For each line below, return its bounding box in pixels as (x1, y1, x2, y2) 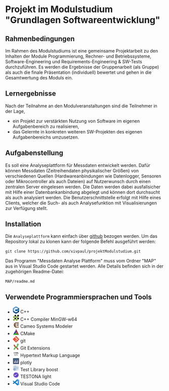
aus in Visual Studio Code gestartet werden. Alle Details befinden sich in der (5, 263, 164, 269)
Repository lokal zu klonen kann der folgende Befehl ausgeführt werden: (5, 239, 156, 245)
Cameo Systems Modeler (20, 323, 73, 329)
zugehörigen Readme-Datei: (5, 269, 64, 275)
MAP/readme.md (5, 279, 35, 284)
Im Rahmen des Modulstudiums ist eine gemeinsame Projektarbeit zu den (5, 48, 158, 54)
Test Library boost (20, 366, 59, 372)
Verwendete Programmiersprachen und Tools (5, 292, 152, 301)
